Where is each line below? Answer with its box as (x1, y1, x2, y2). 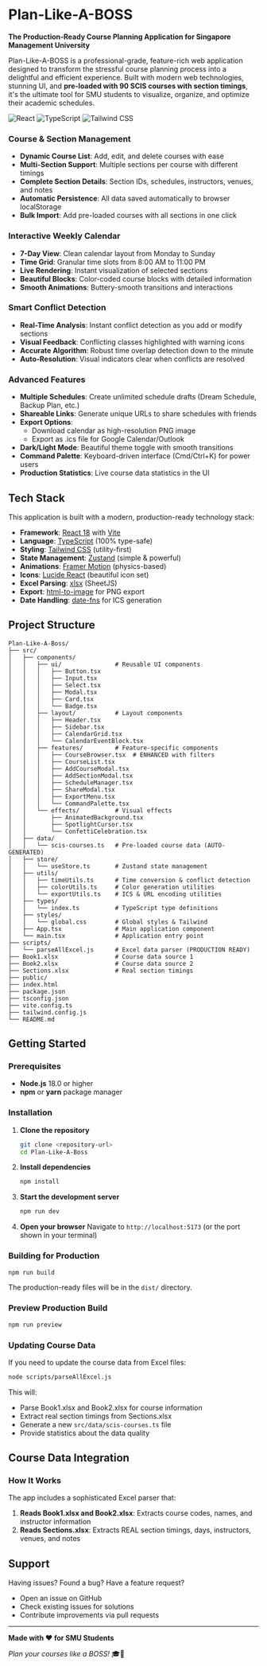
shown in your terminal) (19, 1231, 98, 1240)
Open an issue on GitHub (19, 1594, 103, 1603)
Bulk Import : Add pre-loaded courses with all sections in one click (19, 211, 237, 220)
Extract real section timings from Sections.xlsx (19, 1411, 172, 1421)
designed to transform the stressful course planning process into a (8, 64, 226, 73)
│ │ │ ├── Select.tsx (8, 681, 102, 689)
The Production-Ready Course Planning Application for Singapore (8, 32, 231, 41)
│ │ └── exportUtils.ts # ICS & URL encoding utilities (8, 889, 222, 898)
